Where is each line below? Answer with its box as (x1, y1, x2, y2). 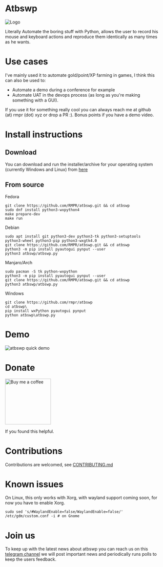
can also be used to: (5, 77, 46, 83)
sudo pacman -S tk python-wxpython (5, 269, 78, 274)
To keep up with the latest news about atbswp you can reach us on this (5, 546, 148, 552)
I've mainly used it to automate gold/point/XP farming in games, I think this (5, 72, 155, 78)
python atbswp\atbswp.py (5, 313, 56, 317)
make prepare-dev (5, 211, 41, 216)
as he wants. (5, 39, 31, 44)
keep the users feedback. (5, 556, 57, 562)
